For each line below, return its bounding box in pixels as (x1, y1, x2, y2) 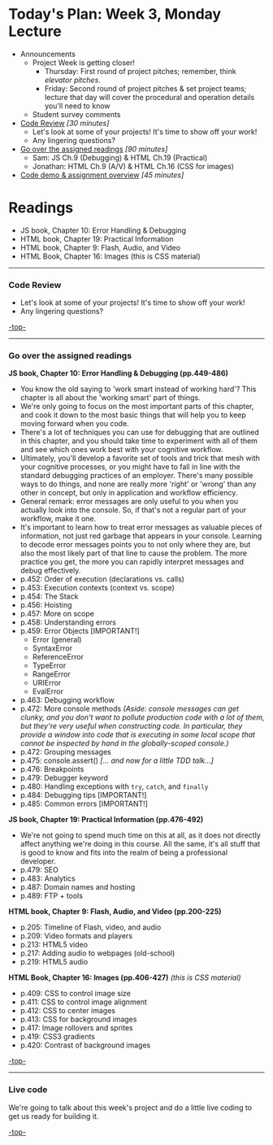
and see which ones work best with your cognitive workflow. (19, 445, 223, 455)
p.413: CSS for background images (19, 1014, 137, 1025)
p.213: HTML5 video (19, 940, 88, 950)
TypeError (32, 660, 67, 671)
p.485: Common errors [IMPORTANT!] (19, 799, 149, 809)
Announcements (19, 49, 76, 59)
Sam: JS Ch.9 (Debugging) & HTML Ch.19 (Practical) (32, 152, 208, 163)
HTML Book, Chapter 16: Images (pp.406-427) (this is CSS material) (8, 973, 241, 982)
